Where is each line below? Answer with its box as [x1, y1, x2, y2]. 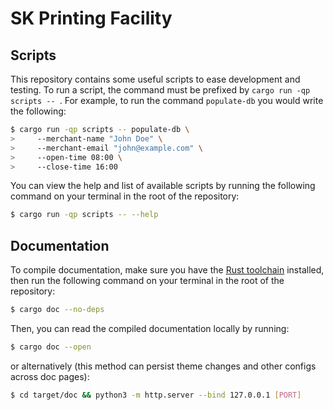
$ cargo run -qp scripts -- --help [10, 210, 159, 220]
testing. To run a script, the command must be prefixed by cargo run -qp [10, 84, 311, 96]
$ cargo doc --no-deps [10, 305, 105, 315]
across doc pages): [10, 370, 90, 382]
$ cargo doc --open [10, 342, 92, 352]
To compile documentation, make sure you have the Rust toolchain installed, [10, 264, 325, 276]
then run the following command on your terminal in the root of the [10, 275, 285, 287]
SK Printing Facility [10, 7, 173, 30]
